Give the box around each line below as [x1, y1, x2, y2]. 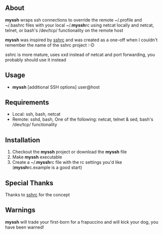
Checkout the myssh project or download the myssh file [12, 149, 127, 155]
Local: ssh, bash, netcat [12, 111, 61, 117]
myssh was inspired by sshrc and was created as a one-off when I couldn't [5, 37, 158, 43]
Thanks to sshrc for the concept [5, 192, 70, 198]
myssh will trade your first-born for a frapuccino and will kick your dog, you [5, 219, 159, 225]
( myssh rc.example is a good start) [12, 164, 82, 171]
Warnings [5, 206, 36, 214]
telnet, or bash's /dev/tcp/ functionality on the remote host [5, 27, 124, 33]
